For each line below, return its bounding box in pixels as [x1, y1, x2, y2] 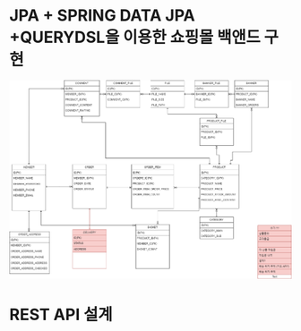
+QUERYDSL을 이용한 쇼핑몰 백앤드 [9, 28, 262, 47]
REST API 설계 [9, 305, 113, 325]
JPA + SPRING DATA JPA [9, 5, 195, 26]
